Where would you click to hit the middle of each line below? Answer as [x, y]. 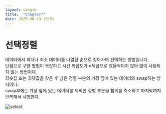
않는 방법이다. [24, 72]
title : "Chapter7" [25, 14]
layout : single [21, 10]
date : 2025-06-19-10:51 [30, 19]
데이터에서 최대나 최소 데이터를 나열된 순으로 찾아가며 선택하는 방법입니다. [77, 59]
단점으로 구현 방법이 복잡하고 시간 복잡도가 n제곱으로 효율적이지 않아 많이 [76, 66]
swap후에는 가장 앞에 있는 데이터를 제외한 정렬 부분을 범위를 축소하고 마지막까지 [83, 91]
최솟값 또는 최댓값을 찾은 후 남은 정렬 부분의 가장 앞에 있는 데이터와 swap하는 [80, 78]
